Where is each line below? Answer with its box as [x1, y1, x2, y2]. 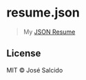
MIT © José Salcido [6, 66, 63, 74]
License [6, 48, 41, 59]
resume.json [6, 5, 80, 21]
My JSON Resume [23, 28, 76, 36]
